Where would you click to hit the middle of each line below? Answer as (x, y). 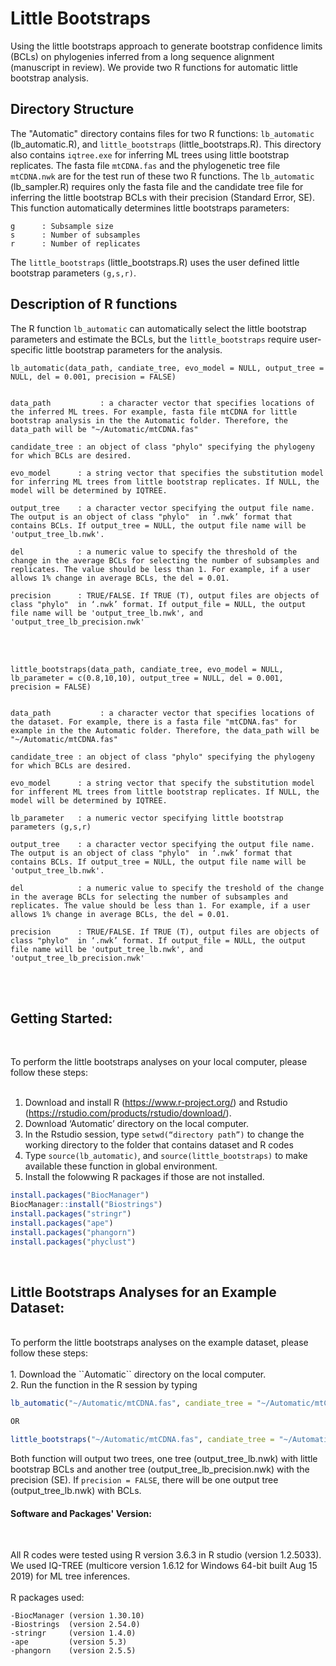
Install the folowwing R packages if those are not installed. (144, 1177)
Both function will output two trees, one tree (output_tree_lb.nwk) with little (164, 1459)
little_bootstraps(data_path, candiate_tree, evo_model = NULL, (147, 669)
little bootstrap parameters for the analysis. (134, 349)
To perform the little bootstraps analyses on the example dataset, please (159, 1343)
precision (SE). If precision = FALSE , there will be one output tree (144, 1480)
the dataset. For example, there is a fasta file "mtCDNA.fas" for (154, 722)
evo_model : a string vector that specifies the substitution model (167, 473)
